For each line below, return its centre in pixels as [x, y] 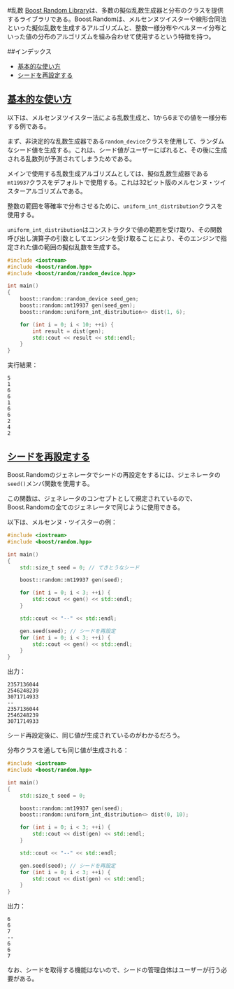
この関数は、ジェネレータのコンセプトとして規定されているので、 [102, 498]
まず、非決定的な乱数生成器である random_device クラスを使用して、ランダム [116, 141]
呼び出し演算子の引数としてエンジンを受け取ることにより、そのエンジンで [114, 238]
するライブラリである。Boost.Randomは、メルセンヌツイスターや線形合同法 [117, 19]
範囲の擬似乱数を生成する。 [83, 247]
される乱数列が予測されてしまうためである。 [72, 158]
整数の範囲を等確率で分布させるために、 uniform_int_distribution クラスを [115, 206]
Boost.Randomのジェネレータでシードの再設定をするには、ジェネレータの [114, 475]
